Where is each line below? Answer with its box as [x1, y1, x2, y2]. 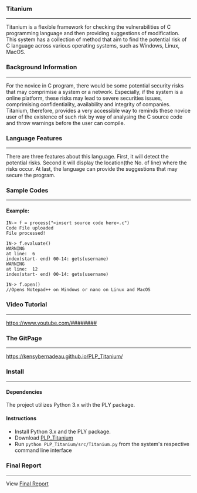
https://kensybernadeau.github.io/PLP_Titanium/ [6, 353, 123, 360]
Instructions [6, 415, 37, 422]
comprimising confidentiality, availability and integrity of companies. [6, 100, 171, 107]
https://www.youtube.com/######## [6, 319, 97, 326]
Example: [6, 207, 30, 214]
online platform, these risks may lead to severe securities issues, [6, 94, 162, 102]
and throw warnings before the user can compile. [6, 119, 125, 126]
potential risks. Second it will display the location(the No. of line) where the [6, 159, 187, 166]
